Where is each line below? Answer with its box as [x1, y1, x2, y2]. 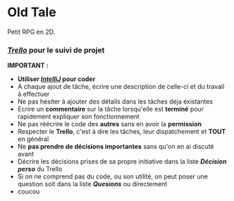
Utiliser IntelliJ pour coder [17, 75, 96, 83]
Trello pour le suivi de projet [7, 45, 105, 55]
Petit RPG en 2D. [7, 28, 56, 36]
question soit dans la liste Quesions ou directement [17, 180, 168, 188]
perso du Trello [17, 165, 63, 173]
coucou [17, 188, 40, 196]
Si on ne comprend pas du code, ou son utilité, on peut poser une [17, 172, 208, 181]
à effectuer [17, 90, 50, 99]
